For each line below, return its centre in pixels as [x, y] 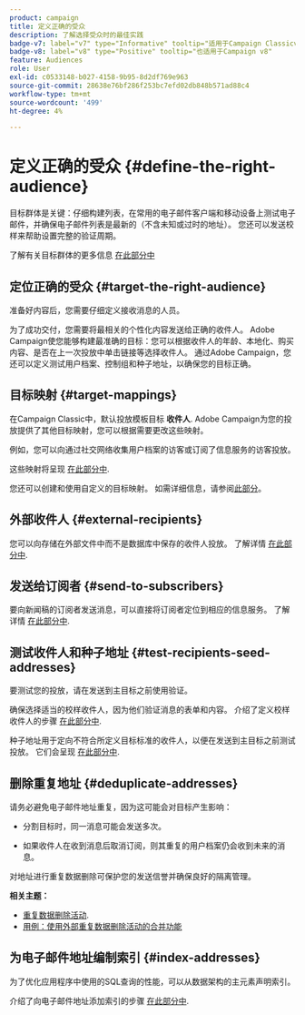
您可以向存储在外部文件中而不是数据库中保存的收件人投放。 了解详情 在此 [147, 543]
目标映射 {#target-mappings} [93, 396]
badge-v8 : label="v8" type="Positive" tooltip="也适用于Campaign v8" [141, 52]
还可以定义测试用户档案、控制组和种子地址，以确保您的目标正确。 [133, 364]
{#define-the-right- [200, 167]
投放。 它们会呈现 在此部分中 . [64, 752]
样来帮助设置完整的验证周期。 [65, 236]
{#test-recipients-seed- [201, 652]
